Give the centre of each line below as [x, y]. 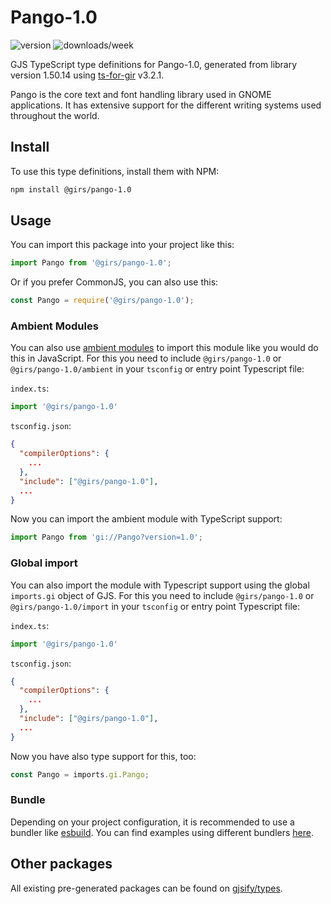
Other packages [61, 864]
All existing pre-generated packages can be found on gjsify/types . [146, 888]
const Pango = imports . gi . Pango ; [80, 774]
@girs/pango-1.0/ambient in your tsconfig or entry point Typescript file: [157, 369]
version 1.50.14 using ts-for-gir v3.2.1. [87, 75]
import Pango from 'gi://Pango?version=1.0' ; [106, 537]
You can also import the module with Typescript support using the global [160, 585]
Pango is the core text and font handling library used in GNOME [141, 94]
